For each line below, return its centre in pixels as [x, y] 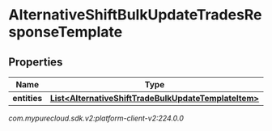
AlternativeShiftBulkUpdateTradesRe [135, 15]
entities [28, 98]
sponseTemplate [66, 32]
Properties [36, 62]
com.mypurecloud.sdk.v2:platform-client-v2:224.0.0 [96, 118]
